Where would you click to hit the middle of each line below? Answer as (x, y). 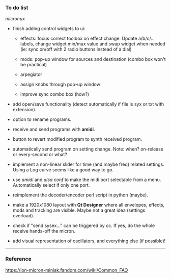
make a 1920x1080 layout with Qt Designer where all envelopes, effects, (89, 205)
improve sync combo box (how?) (55, 94)
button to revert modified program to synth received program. (77, 139)
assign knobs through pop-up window (60, 84)
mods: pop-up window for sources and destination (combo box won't (93, 59)
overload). (23, 216)
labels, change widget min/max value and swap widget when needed (93, 44)
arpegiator (31, 74)
